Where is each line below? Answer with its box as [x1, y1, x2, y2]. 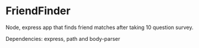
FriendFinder [5, 4, 71, 18]
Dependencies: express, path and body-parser [5, 35, 120, 42]
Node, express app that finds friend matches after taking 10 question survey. [5, 24, 194, 31]
